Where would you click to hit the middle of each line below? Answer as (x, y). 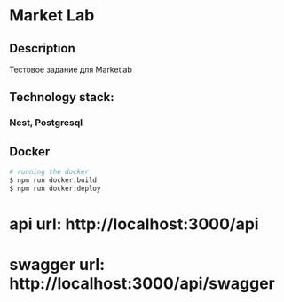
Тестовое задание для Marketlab (71, 69)
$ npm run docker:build (53, 180)
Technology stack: (62, 97)
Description (42, 48)
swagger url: (57, 265)
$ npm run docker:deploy (55, 188)
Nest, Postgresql (46, 123)
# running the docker (49, 172)
